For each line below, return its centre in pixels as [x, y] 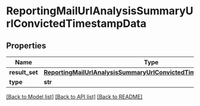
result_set [24, 72]
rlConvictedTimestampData [76, 24]
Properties [26, 46]
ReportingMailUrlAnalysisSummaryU [100, 11]
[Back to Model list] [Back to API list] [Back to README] [74, 97]
